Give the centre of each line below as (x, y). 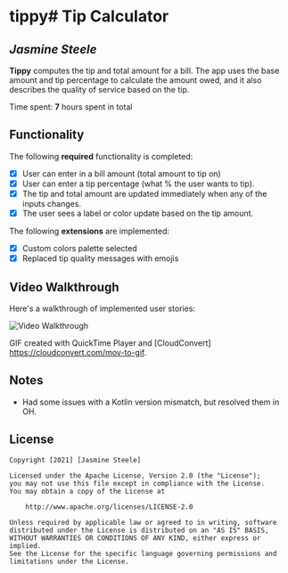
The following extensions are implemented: (89, 231)
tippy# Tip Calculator (89, 16)
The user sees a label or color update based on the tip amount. (138, 213)
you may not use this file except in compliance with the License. (137, 483)
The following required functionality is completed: (101, 156)
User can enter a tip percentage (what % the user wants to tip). (138, 184)
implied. (25, 545)
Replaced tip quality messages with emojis (100, 258)
